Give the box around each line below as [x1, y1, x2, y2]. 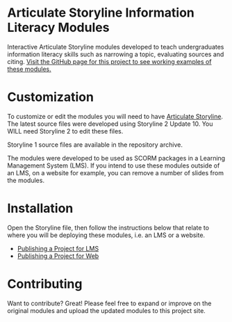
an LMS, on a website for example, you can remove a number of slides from [7, 168, 224, 177]
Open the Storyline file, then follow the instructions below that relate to [7, 223, 210, 232]
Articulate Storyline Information [7, 5, 194, 21]
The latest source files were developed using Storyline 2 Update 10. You [7, 120, 213, 128]
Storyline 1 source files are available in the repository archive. [7, 140, 183, 149]
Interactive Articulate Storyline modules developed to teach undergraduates [7, 42, 224, 51]
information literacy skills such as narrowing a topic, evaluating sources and [7, 50, 224, 58]
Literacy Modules [7, 19, 110, 35]
